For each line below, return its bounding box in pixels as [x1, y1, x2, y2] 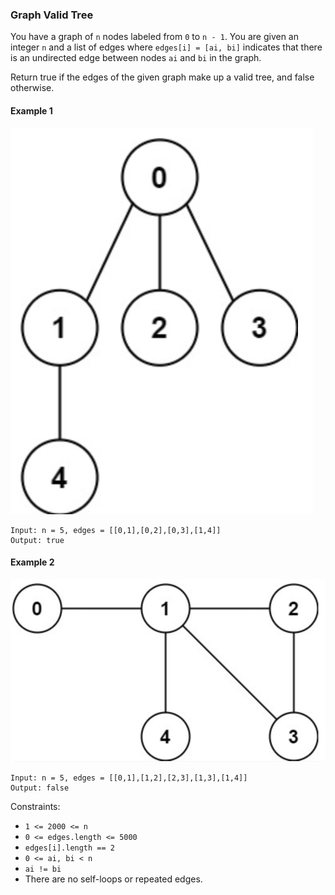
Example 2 [10, 556, 55, 568]
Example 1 [10, 104, 53, 117]
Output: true [10, 535, 65, 545]
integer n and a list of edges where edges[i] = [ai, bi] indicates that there [10, 41, 323, 53]
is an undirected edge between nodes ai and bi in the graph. [10, 52, 262, 64]
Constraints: [10, 801, 61, 813]
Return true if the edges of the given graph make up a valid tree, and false [10, 71, 315, 83]
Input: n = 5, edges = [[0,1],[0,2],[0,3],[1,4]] [10, 525, 222, 535]
